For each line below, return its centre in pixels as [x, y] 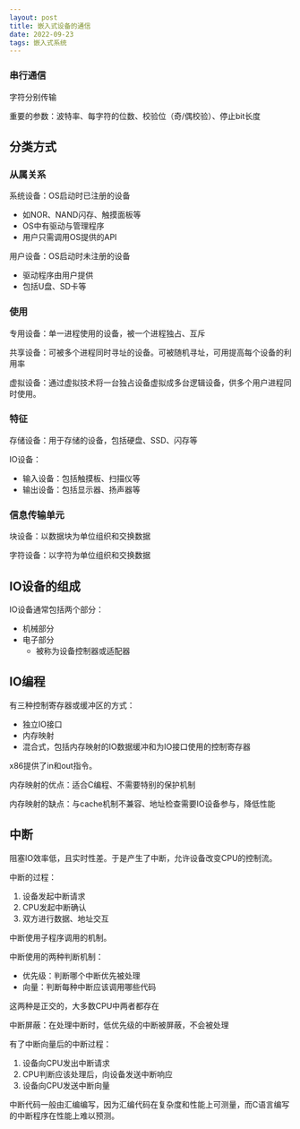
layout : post [34, 17]
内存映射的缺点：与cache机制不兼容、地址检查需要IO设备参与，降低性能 [142, 804]
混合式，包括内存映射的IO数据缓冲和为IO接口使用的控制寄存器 [136, 746]
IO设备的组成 [45, 586]
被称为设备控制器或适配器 [83, 651]
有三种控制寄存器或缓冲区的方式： [72, 705]
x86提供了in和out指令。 [53, 765]
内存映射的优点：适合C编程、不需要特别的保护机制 [103, 784]
